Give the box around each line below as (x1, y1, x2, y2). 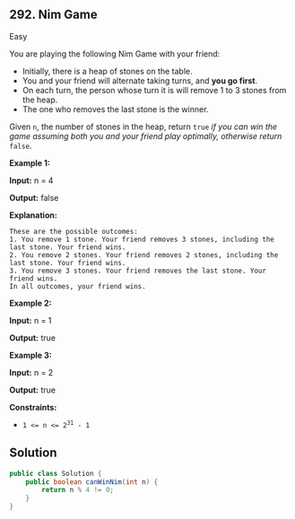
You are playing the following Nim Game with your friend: (9, 48, 221, 59)
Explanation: (9, 210, 58, 221)
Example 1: (9, 157, 51, 169)
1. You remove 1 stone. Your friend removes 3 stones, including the (9, 235, 275, 244)
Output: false (9, 192, 59, 203)
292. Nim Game (9, 7, 98, 22)
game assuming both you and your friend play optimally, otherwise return (9, 130, 282, 142)
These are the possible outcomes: (9, 227, 139, 236)
